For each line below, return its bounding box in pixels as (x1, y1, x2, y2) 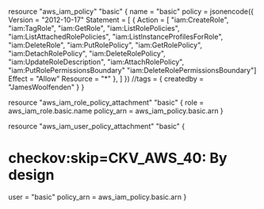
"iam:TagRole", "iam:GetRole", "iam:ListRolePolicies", (8, 24, 180, 32)
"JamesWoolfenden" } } (8, 82, 85, 92)
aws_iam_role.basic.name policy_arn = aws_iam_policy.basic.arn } (8, 106, 224, 116)
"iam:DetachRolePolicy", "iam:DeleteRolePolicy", (8, 49, 166, 58)
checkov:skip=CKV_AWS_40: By (8, 150, 228, 167)
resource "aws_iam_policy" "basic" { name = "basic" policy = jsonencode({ (8, 7, 254, 16)
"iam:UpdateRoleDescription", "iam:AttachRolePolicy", (8, 57, 185, 66)
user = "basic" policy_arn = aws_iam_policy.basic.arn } (8, 192, 187, 201)
